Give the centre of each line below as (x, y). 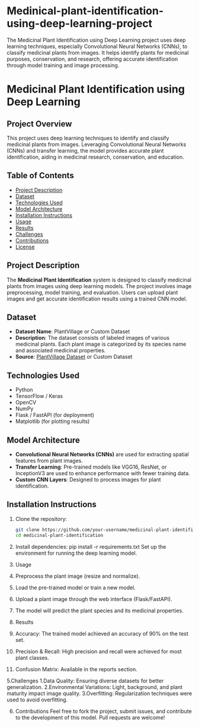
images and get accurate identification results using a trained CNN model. (97, 299)
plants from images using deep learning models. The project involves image (99, 286)
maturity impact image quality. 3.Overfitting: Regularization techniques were (99, 693)
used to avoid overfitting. (37, 700)
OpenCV (26, 403)
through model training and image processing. (63, 65)
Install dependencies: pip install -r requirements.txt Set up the (91, 546)
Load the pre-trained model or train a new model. (75, 587)
